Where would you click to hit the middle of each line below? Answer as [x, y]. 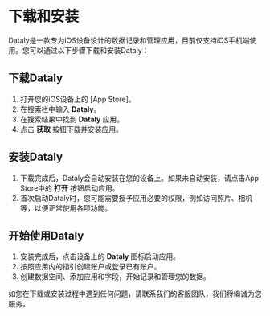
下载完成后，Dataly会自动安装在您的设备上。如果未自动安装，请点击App [139, 178]
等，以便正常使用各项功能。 [66, 208]
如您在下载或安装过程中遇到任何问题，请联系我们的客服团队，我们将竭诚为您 [135, 293]
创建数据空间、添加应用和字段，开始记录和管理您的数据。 [115, 277]
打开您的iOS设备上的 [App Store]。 [78, 99]
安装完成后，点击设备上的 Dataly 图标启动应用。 [100, 256]
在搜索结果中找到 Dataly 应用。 [72, 119]
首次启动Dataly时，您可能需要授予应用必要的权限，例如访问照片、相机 [136, 198]
